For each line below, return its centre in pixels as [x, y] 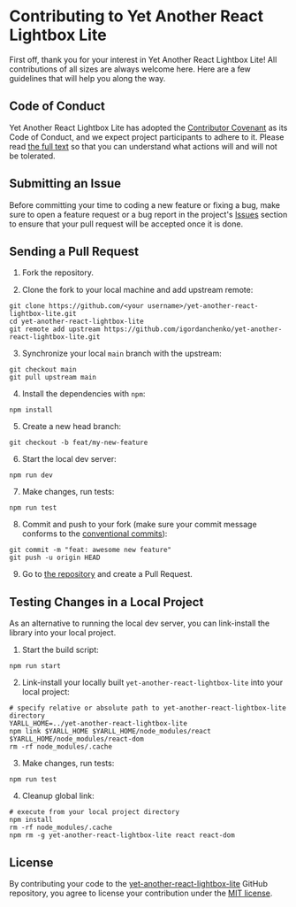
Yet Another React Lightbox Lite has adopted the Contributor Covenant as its [148, 127]
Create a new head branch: [72, 427]
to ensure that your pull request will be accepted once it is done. [126, 224]
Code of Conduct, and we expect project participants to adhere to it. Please [147, 137]
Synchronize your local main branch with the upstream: [122, 354]
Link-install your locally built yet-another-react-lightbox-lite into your [152, 682]
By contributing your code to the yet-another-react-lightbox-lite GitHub [138, 884]
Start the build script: [60, 650]
